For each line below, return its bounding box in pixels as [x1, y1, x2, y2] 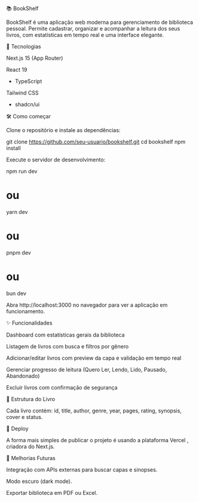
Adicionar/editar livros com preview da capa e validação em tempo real [6, 354, 182, 362]
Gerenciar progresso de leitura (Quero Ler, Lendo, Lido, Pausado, [6, 366, 167, 373]
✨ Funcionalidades [6, 319, 53, 326]
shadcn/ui [14, 101, 40, 108]
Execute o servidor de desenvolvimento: [6, 156, 106, 163]
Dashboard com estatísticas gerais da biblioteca [6, 331, 125, 338]
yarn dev [6, 208, 28, 215]
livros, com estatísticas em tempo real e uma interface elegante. [6, 32, 164, 38]
